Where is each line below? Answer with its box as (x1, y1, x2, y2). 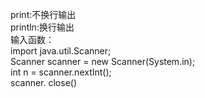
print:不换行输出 (10, 9, 77, 20)
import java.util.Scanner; (10, 45, 112, 57)
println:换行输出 (10, 21, 75, 33)
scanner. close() (10, 77, 78, 88)
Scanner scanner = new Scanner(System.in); (10, 56, 196, 67)
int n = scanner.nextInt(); (10, 66, 112, 78)
